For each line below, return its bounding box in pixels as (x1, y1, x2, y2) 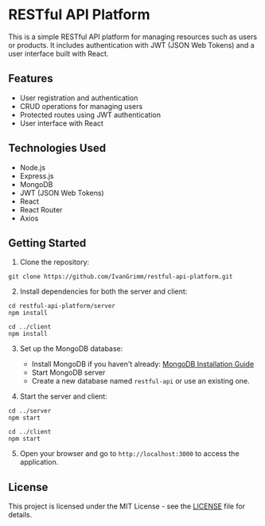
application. (19, 458, 59, 467)
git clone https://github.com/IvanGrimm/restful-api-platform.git (8, 273, 233, 281)
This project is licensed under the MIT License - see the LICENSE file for (8, 501, 245, 511)
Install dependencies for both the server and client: (19, 286, 188, 296)
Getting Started (8, 236, 87, 250)
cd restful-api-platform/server (8, 302, 115, 310)
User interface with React (19, 118, 103, 128)
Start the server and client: (19, 392, 107, 401)
